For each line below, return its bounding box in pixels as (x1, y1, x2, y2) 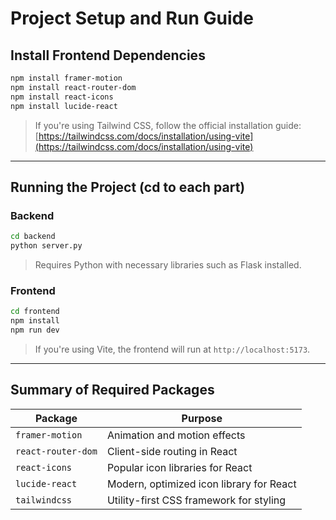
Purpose (181, 411, 223, 425)
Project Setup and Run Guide (10, 7, 254, 30)
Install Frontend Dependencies (10, 47, 206, 64)
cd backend (10, 232, 56, 242)
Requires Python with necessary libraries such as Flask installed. (34, 258, 302, 271)
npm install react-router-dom (10, 82, 137, 92)
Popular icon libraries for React (106, 460, 253, 474)
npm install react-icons (10, 92, 114, 102)
